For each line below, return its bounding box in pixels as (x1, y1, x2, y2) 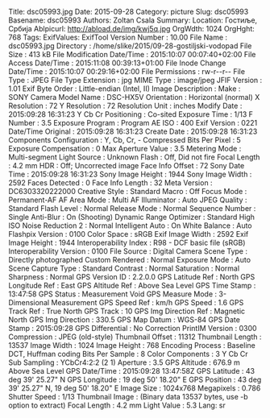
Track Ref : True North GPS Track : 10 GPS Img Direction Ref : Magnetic (8, 306, 246, 316)
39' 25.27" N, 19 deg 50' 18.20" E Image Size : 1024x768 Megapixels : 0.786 (8, 383, 261, 393)
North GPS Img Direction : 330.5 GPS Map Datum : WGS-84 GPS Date (8, 315, 240, 325)
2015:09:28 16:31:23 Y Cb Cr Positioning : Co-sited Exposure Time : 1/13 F (8, 110, 254, 119)
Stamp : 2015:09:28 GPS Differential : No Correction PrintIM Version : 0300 (8, 324, 257, 333)
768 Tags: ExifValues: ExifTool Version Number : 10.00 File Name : (8, 32, 228, 42)
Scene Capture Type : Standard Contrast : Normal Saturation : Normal (8, 263, 240, 273)
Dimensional (8, 298, 50, 307)
